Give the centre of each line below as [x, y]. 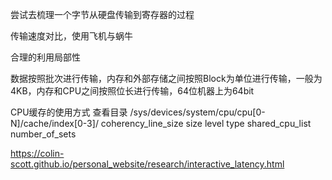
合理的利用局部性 [45, 57]
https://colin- [37, 153]
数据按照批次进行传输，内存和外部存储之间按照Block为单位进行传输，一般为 [166, 78]
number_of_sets [43, 134]
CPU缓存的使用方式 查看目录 [69, 112]
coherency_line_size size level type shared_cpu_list [206, 123]
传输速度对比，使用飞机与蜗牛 [71, 36]
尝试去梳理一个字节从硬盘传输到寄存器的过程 [102, 14]
